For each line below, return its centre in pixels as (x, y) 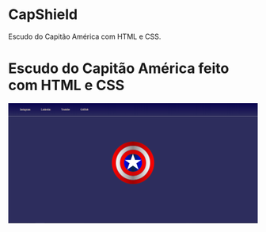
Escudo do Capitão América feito (119, 68)
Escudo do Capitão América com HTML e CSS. (85, 36)
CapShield (43, 15)
